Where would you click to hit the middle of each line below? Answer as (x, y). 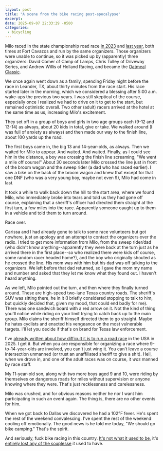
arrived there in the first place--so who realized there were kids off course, (80, 253)
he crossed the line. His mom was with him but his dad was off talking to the (81, 263)
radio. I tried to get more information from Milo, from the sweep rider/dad (78, 242)
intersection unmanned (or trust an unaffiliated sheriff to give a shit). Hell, (79, 354)
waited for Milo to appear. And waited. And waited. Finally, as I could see (78, 152)
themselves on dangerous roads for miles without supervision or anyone (78, 379)
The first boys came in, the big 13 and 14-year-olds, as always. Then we (77, 147)
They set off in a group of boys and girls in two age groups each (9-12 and (80, 122)
